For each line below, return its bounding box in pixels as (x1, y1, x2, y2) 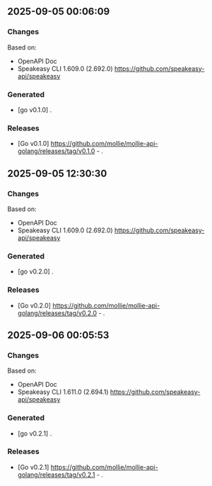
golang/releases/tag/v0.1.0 (17, 147, 95, 155)
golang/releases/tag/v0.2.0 (17, 308, 98, 317)
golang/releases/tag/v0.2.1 (17, 470, 95, 479)
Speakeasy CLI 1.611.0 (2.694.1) (17, 388, 109, 396)
